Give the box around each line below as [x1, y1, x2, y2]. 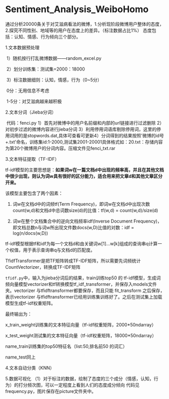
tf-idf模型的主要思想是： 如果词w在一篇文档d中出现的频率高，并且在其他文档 [5, 166, 164, 173]
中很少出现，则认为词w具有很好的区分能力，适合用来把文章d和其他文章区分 [5, 173, 163, 179]
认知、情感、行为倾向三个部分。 [14, 33, 81, 40]
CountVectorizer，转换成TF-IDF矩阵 [5, 264, 81, 270]
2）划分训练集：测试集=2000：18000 [6, 66, 85, 72]
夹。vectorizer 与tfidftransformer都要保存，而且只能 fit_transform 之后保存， [5, 287, 165, 294]
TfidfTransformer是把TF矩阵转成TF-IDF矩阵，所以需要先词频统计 [5, 258, 141, 264]
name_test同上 [5, 354, 36, 360]
